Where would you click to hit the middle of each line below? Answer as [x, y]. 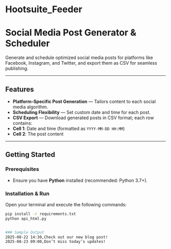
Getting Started [30, 155]
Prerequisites [22, 169]
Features [20, 89]
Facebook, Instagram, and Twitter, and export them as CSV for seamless [81, 63]
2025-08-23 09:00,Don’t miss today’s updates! [55, 242]
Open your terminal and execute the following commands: [66, 204]
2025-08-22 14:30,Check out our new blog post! [57, 237]
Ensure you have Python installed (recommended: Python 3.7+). [80, 180]
